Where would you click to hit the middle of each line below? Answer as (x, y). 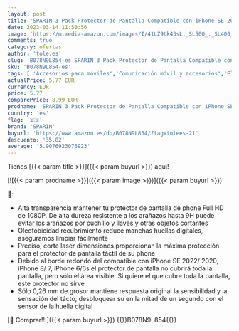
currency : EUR (28, 87)
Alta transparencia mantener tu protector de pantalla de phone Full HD (121, 208)
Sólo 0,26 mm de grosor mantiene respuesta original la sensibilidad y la (122, 291)
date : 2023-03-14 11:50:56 (47, 27)
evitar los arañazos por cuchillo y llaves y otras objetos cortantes (113, 223)
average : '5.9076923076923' (49, 147)
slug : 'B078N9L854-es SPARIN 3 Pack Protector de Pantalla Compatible (114, 61)
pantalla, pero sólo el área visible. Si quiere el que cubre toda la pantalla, (124, 276)
